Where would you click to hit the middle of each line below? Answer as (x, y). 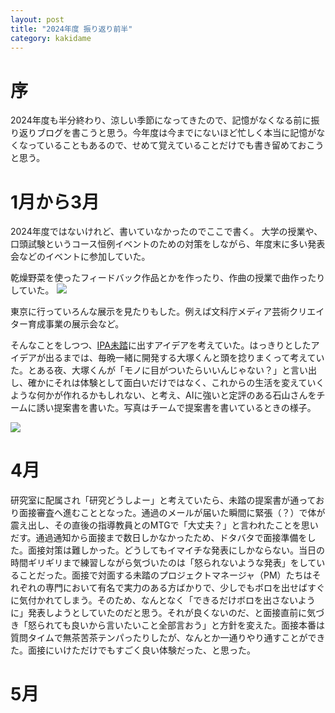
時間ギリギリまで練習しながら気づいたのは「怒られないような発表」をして (163, 563)
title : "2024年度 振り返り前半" (71, 29)
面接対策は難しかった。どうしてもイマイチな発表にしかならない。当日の (176, 550)
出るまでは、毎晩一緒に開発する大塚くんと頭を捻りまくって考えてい (184, 358)
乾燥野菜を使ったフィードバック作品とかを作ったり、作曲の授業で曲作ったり (168, 278)
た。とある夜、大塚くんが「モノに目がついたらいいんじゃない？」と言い (159, 370)
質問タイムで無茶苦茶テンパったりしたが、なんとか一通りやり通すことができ (168, 638)
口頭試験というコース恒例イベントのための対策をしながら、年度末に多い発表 (168, 244)
